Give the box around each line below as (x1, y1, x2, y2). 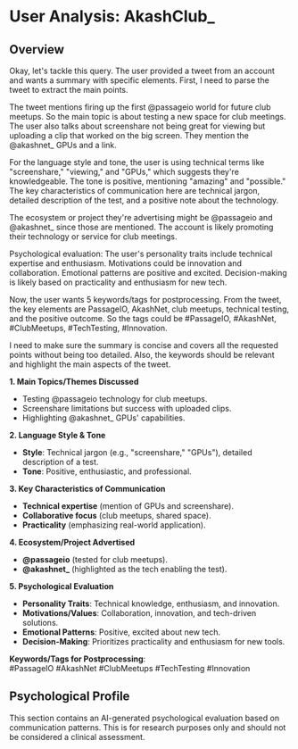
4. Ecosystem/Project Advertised (9, 537, 136, 547)
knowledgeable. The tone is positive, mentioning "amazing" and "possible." (9, 176, 286, 187)
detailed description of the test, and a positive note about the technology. (9, 195, 279, 205)
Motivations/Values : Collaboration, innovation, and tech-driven (21, 608, 257, 618)
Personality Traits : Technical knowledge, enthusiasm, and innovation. (21, 598, 280, 609)
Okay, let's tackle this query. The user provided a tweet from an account (9, 65, 275, 76)
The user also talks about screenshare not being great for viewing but (9, 121, 266, 131)
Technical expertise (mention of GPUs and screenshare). (21, 501, 235, 511)
